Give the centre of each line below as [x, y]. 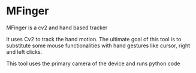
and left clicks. [24, 51]
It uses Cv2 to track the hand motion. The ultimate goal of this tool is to [94, 39]
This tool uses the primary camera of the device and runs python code [94, 63]
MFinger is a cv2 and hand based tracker [57, 28]
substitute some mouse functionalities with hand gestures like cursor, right [98, 45]
